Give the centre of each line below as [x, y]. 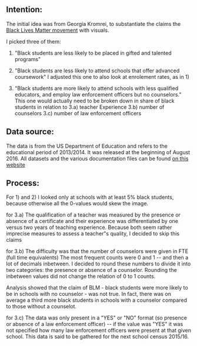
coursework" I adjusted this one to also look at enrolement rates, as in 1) [102, 76]
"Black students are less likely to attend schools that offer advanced [97, 71]
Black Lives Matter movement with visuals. [58, 30]
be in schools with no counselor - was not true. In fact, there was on [89, 294]
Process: [23, 183]
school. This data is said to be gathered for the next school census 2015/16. [98, 337]
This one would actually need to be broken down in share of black [94, 101]
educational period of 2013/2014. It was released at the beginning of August [98, 152]
